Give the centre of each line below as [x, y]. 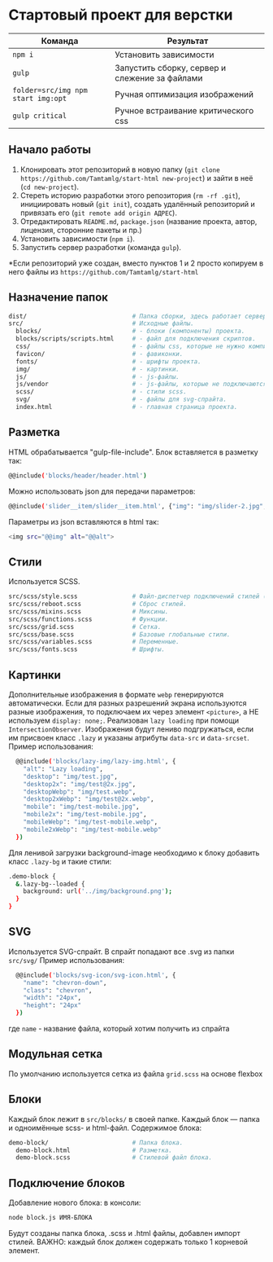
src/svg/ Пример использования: [67, 960]
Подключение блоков [67, 1183]
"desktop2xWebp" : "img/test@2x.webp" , [89, 799]
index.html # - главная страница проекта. [127, 407]
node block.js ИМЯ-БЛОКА [50, 1218]
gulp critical [40, 115]
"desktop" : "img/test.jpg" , [70, 776]
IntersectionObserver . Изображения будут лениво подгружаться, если [131, 729]
